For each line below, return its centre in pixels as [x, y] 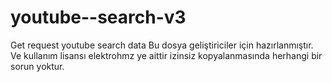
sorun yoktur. [37, 66]
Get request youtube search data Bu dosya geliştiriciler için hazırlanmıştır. [162, 45]
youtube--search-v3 [98, 17]
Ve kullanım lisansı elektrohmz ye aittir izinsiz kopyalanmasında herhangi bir [166, 55]
